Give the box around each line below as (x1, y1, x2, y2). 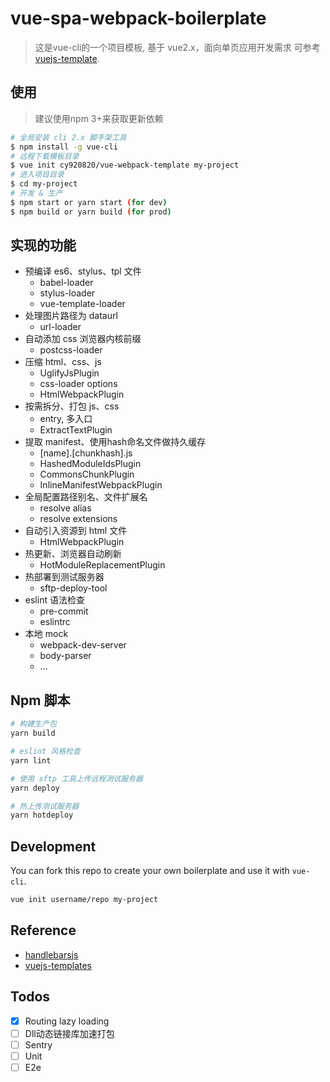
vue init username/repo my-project (10, 895, 159, 905)
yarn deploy (10, 783, 60, 793)
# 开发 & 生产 (10, 188, 63, 198)
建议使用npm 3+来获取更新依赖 (34, 112, 164, 124)
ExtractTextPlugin (39, 424, 113, 436)
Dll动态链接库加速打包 (24, 1027, 115, 1039)
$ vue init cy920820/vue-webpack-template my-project (10, 160, 240, 171)
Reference (10, 922, 77, 939)
